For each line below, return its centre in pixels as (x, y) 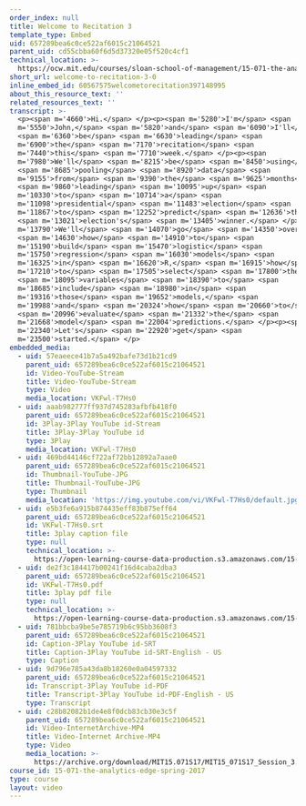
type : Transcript (59, 703)
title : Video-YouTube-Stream (81, 382)
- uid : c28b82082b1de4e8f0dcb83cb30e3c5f (97, 711)
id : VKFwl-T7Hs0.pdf (65, 584)
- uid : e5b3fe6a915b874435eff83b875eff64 (97, 509)
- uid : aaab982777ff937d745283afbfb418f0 (97, 407)
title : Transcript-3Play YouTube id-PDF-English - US (130, 694)
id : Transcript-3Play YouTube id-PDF (97, 686)
